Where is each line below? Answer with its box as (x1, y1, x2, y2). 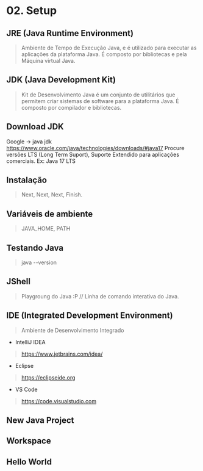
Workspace (6, 436, 51, 446)
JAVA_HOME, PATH (21, 225, 71, 232)
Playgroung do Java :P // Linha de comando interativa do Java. (21, 292, 179, 300)
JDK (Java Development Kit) (6, 74, 116, 85)
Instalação (6, 175, 48, 185)
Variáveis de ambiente (6, 209, 93, 219)
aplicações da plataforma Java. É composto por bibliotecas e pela (21, 51, 187, 58)
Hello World (6, 456, 52, 467)
